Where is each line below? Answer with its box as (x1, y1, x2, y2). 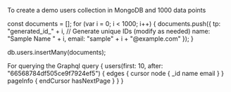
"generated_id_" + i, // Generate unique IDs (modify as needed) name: (7, 27, 211, 35)
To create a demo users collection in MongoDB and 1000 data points (7, 6, 206, 14)
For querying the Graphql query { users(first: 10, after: (7, 62, 163, 70)
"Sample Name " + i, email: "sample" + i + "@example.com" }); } (7, 34, 194, 43)
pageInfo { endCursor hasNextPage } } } (7, 77, 124, 85)
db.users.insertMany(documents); (7, 48, 106, 56)
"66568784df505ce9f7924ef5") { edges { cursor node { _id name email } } (7, 70, 224, 77)
